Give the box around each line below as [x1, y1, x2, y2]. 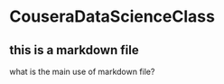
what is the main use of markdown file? [9, 66, 155, 77]
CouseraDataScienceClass [9, 6, 215, 27]
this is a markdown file [9, 42, 139, 58]
